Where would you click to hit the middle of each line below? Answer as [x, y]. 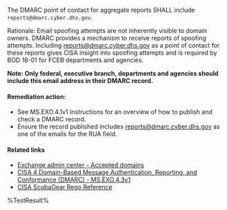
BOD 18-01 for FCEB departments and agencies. [75, 60]
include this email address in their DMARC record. [80, 81]
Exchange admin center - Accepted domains [81, 165]
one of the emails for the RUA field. [67, 134]
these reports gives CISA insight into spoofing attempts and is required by [112, 52]
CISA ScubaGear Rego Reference [65, 187]
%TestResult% [28, 200]
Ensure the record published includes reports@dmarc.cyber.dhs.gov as [118, 126]
